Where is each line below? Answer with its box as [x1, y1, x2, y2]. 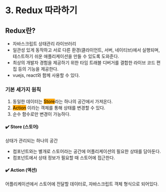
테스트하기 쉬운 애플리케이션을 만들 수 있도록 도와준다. [12, 54, 120, 59]
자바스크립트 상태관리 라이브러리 [12, 41, 77, 46]
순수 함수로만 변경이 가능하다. [12, 111, 71, 117]
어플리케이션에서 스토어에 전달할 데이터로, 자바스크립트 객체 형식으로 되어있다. [5, 180, 159, 187]
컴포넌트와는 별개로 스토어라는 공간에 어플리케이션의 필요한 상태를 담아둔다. [12, 148, 161, 154]
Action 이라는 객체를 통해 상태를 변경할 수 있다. [12, 105, 105, 111]
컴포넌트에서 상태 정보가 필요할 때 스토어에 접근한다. [12, 155, 115, 161]
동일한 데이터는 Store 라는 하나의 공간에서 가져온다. [12, 99, 113, 105]
